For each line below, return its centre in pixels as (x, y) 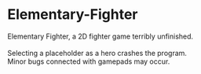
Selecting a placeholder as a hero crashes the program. (97, 53)
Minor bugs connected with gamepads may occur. (89, 61)
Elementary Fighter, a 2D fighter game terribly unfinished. (100, 36)
